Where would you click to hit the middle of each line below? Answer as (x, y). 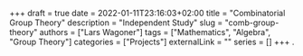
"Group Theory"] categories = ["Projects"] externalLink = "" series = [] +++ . (152, 42)
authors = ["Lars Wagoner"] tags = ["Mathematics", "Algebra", (155, 32)
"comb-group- (252, 23)
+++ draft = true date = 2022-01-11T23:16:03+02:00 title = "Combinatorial (147, 13)
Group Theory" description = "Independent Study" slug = (116, 23)
